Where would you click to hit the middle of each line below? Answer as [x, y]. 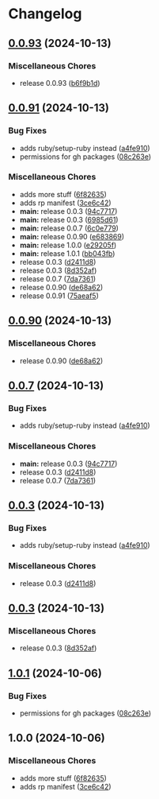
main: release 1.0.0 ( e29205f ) [68, 245]
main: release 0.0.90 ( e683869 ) [72, 236]
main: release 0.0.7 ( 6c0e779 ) [69, 228]
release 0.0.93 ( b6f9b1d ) [60, 83]
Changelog [45, 14]
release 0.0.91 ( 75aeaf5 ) [59, 296]
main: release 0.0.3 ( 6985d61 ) [69, 219]
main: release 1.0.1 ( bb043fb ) [67, 253]
